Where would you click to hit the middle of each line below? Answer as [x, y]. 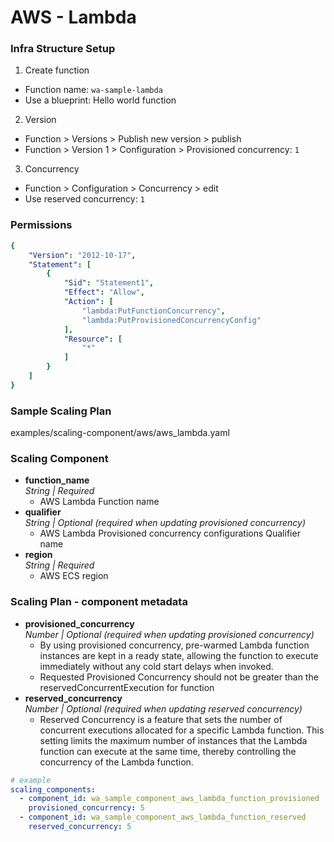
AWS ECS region [74, 576]
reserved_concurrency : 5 [80, 827]
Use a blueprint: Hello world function [100, 100]
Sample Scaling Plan [61, 411]
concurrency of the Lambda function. [116, 762]
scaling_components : [53, 789]
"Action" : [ [88, 302]
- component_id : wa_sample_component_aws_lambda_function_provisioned [169, 799]
